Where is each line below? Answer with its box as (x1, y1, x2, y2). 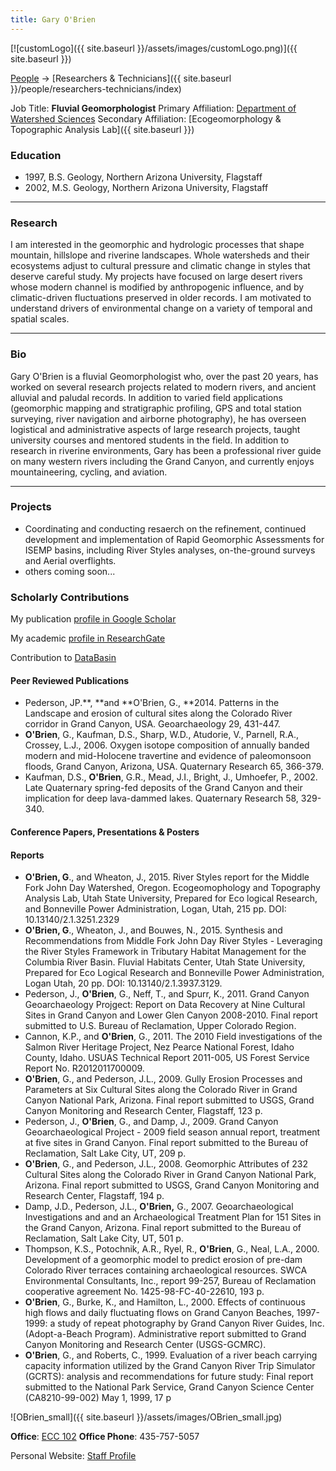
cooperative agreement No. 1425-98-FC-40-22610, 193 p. (24, 1286, 265, 1298)
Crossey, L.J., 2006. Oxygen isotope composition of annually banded (24, 739, 310, 751)
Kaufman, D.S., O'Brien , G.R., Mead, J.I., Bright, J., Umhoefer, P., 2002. (24, 771, 318, 783)
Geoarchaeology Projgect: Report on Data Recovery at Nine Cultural (24, 999, 306, 1011)
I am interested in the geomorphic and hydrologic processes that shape (10, 239, 305, 251)
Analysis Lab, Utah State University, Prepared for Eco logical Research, (24, 892, 318, 905)
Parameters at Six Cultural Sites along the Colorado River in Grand (24, 1084, 298, 1096)
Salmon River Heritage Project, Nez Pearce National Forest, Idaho (24, 1041, 295, 1053)
